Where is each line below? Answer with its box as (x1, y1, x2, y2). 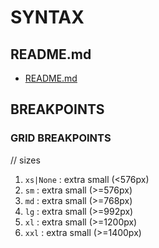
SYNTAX (10, 6, 85, 29)
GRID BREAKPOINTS (10, 131, 112, 145)
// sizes (10, 154, 41, 166)
